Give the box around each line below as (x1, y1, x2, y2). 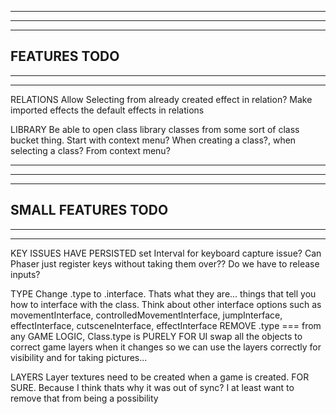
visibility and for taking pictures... (10, 351, 148, 363)
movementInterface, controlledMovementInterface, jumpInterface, (10, 309, 283, 321)
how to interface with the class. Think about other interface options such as (10, 298, 322, 310)
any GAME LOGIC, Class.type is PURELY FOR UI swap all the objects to (10, 330, 303, 342)
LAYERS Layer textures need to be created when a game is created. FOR (10, 371, 310, 383)
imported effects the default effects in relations (10, 104, 205, 116)
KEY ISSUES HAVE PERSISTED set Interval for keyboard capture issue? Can (10, 247, 322, 259)
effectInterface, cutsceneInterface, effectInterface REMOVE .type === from (10, 319, 322, 331)
